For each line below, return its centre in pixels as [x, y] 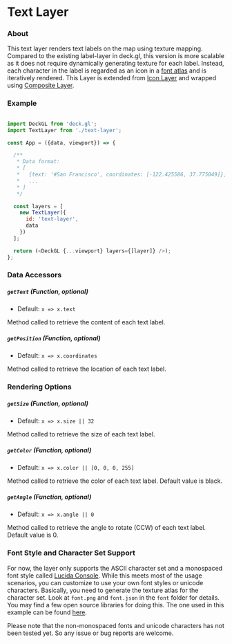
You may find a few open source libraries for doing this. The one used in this [116, 605]
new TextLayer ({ [43, 213]
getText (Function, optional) [48, 292]
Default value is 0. [33, 535]
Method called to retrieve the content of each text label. [86, 322]
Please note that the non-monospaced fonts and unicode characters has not [116, 625]
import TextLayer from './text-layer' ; [65, 130]
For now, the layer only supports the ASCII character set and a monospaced [115, 568]
